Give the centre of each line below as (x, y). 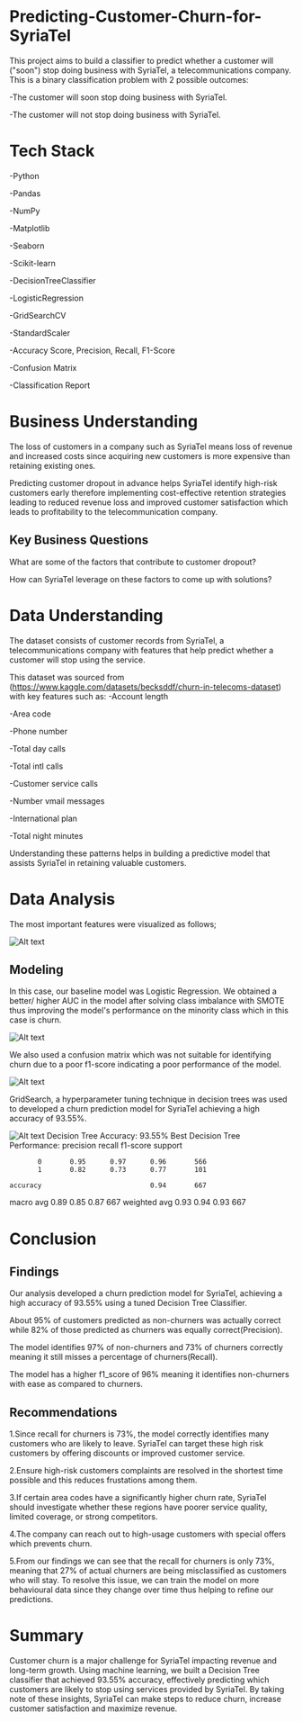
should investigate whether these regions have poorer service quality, (138, 1507)
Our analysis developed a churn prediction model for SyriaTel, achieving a (146, 1293)
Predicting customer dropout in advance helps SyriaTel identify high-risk (143, 482)
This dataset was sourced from (67, 677)
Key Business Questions (79, 541)
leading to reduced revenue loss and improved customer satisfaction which (149, 502)
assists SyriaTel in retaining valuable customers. (98, 862)
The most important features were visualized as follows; (113, 924)
